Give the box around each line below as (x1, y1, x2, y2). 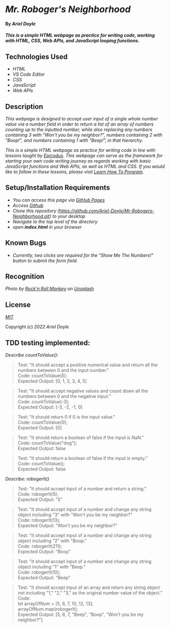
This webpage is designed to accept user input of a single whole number (5, 116, 158, 121)
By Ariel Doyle (5, 20, 36, 26)
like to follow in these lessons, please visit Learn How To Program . (5, 169, 144, 175)
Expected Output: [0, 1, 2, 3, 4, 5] (17, 378, 87, 384)
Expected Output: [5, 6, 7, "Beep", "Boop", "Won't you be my (17, 611, 144, 618)
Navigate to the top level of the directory (12, 218, 98, 225)
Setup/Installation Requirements (5, 183, 110, 192)
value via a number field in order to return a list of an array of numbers (5, 121, 154, 127)
